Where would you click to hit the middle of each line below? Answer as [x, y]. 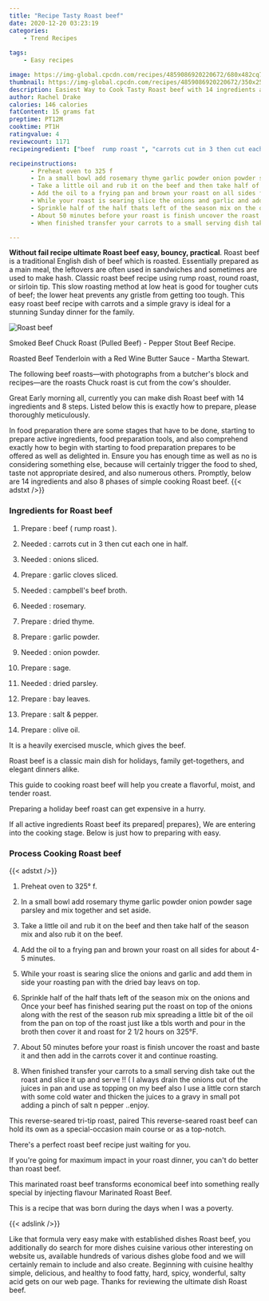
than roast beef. [35, 1168]
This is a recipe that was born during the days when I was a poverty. [121, 1207]
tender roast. [30, 793]
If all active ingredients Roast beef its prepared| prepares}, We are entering [133, 824]
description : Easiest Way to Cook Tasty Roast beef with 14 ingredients [133, 90]
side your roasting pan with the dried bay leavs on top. [110, 982]
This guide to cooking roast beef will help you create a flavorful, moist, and [132, 784]
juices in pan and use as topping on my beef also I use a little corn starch [140, 1087]
